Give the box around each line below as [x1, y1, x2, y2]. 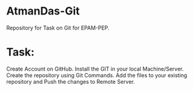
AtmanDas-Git [6, 4, 80, 18]
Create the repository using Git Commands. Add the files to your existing [6, 71, 188, 79]
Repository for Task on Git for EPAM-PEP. [6, 24, 110, 31]
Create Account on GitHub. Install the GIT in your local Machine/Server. [6, 65, 184, 72]
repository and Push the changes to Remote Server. [6, 78, 135, 85]
